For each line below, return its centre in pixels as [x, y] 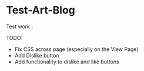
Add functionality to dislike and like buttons [67, 62]
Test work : [20, 26]
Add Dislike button [37, 55]
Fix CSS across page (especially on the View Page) [76, 49]
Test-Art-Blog [41, 10]
